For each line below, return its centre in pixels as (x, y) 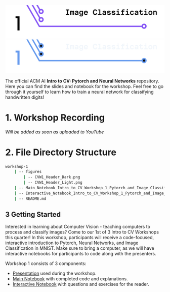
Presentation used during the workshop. (55, 273)
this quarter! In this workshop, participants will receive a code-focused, (80, 238)
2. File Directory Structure (61, 152)
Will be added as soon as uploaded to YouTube (55, 132)
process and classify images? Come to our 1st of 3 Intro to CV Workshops (82, 232)
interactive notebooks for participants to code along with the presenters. (81, 254)
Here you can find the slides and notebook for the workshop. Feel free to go (84, 86)
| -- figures (28, 172)
